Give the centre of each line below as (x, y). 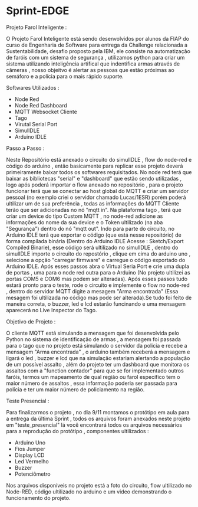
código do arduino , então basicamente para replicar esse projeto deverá (95, 166)
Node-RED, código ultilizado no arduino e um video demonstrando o (89, 492)
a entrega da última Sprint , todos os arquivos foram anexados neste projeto (98, 418)
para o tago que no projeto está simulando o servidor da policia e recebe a (97, 345)
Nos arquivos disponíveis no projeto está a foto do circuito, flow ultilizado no (99, 485)
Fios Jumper (30, 449)
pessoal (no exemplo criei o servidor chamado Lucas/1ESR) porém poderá (96, 197)
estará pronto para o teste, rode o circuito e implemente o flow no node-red (98, 285)
